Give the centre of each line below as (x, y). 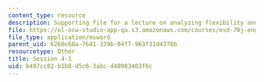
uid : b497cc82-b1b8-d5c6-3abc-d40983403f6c (81, 66)
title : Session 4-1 (40, 59)
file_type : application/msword (59, 37)
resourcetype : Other (42, 52)
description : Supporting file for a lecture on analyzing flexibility (126, 23)
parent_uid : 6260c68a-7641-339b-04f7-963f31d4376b (93, 45)
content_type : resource (47, 15)
